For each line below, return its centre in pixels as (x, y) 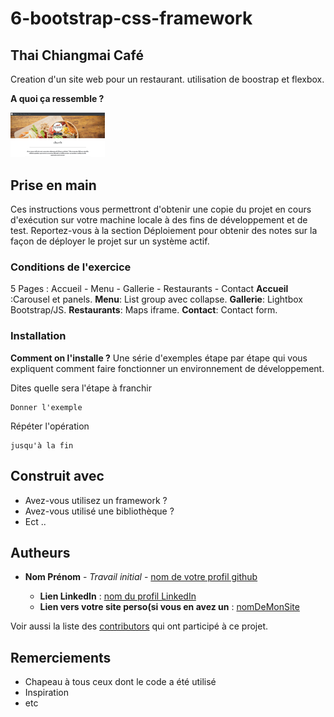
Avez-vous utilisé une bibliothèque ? (99, 511)
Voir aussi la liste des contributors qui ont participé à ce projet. (139, 626)
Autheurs (40, 552)
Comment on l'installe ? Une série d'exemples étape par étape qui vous (159, 358)
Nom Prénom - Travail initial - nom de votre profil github (141, 577)
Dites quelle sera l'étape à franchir (81, 388)
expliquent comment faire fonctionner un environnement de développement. (167, 368)
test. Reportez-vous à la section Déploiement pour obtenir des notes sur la (164, 231)
